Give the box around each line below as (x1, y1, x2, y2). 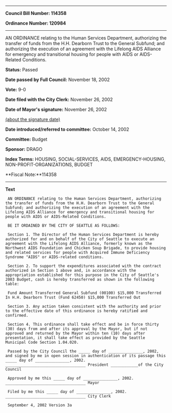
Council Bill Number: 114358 (5, 10, 67, 16)
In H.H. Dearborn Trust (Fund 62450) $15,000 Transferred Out (5, 295, 141, 300)
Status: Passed (5, 67, 38, 72)
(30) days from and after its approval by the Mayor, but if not (5, 326, 147, 331)
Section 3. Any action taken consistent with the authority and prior (7, 304, 161, 309)
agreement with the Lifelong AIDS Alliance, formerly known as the (5, 241, 153, 246)
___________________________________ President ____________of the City (5, 362, 164, 367)
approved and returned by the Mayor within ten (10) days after (5, 331, 145, 336)
